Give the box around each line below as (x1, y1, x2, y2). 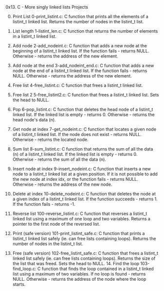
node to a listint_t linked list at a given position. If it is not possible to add (12, 171, 158, 177)
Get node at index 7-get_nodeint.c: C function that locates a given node (12, 126, 157, 132)
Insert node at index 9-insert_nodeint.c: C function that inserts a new (12, 166, 151, 172)
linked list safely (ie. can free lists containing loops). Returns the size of (12, 255, 156, 261)
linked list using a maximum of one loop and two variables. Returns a (12, 216, 150, 221)
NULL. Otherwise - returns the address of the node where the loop (12, 276, 146, 282)
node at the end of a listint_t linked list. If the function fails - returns (12, 68, 147, 74)
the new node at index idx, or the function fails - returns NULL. (12, 176, 138, 182)
